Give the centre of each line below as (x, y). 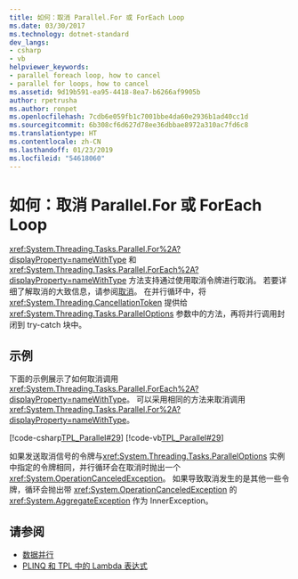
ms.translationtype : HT (53, 134)
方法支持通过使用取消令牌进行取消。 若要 (204, 281)
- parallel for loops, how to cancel (79, 84)
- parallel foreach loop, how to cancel (85, 76)
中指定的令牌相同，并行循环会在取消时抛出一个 (95, 468)
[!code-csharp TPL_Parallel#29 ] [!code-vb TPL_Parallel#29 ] (117, 438)
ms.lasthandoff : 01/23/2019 (61, 150)
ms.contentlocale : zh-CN (55, 142)
